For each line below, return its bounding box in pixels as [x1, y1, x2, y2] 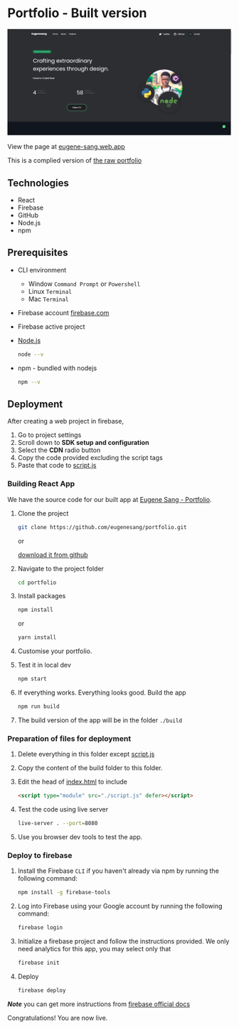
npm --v [17, 378, 41, 386]
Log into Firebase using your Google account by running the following [17, 902, 223, 911]
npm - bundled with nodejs [17, 364, 97, 372]
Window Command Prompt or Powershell [28, 280, 141, 288]
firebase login [17, 924, 63, 931]
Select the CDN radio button [17, 446, 101, 454]
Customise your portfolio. [17, 647, 92, 655]
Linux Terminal [28, 287, 73, 295]
